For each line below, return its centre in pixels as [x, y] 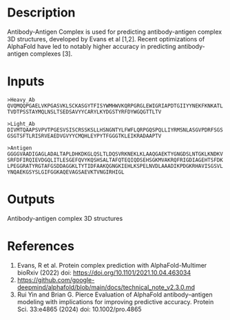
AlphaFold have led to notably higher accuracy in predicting [92, 46]
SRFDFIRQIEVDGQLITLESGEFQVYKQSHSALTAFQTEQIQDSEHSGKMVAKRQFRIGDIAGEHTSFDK [115, 160]
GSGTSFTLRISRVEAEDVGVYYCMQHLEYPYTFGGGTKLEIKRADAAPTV [84, 136]
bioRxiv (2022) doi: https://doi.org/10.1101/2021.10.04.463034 [104, 273]
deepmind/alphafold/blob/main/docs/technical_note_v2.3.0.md [106, 287]
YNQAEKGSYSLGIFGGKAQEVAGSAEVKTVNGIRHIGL [66, 172]
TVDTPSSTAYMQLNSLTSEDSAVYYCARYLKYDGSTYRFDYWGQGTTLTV [84, 111]
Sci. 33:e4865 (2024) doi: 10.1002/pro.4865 [80, 309]
